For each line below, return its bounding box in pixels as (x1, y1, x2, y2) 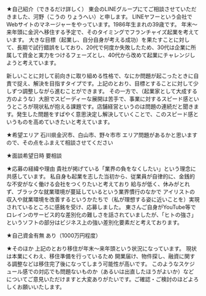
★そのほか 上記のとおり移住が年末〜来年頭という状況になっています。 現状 (6, 245, 197, 252)
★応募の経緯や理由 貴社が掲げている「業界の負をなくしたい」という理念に (6, 165, 196, 172)
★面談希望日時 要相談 (6, 152, 63, 159)
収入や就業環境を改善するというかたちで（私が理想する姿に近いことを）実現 (6, 196, 200, 203)
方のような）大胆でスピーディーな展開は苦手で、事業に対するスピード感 (6, 95, 189, 103)
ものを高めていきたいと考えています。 (17, 119, 113, 125)
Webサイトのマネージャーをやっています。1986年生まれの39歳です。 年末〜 (6, 21, 198, 28)
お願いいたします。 (17, 283, 66, 290)
